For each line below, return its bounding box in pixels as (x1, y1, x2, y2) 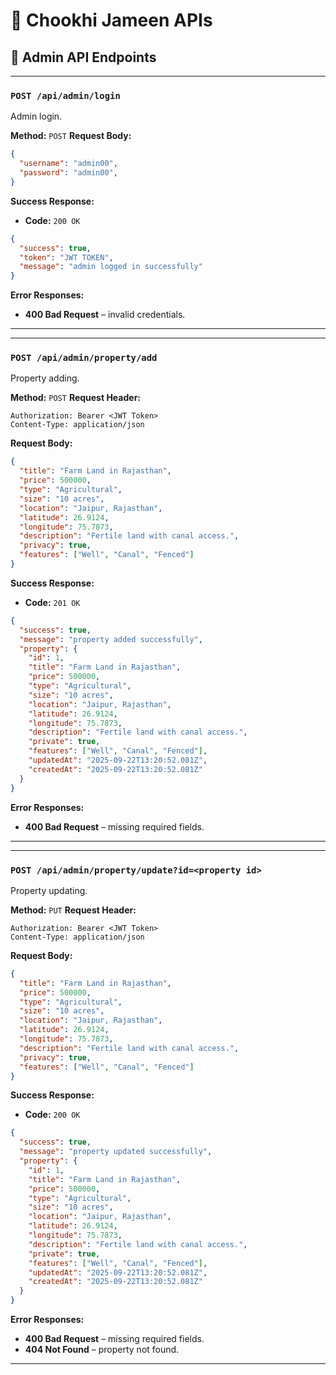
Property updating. (10, 884, 88, 896)
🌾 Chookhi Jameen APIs (10, 9, 213, 32)
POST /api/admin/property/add (10, 352, 158, 364)
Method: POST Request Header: (10, 392, 142, 404)
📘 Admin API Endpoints (10, 49, 157, 66)
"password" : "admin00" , (19, 168, 118, 178)
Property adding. (10, 372, 80, 384)
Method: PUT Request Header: (10, 904, 137, 916)
